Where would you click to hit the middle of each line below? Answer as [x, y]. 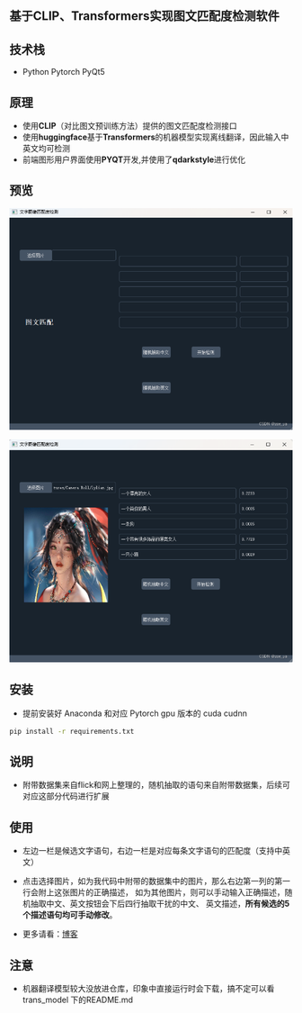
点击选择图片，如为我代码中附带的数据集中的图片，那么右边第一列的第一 [156, 882]
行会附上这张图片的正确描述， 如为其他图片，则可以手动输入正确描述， [153, 892]
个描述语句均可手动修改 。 [70, 915]
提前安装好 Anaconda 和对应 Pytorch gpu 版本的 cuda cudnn [134, 713]
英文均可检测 [46, 149]
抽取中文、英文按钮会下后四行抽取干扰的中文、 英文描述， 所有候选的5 [160, 904]
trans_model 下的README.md [77, 1000]
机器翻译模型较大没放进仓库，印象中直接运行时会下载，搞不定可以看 [148, 989]
